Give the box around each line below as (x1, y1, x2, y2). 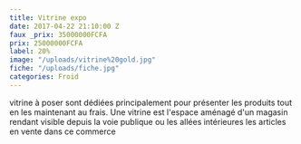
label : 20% (9, 47, 51, 56)
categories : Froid (9, 72, 79, 82)
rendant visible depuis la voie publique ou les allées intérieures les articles (9, 116, 286, 127)
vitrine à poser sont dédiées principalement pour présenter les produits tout (9, 97, 293, 108)
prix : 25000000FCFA (9, 38, 83, 48)
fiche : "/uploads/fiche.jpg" (9, 64, 120, 73)
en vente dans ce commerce (9, 126, 116, 137)
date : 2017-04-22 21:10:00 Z (9, 22, 120, 31)
